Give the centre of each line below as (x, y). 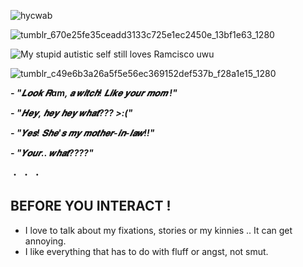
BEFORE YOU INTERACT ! (91, 206)
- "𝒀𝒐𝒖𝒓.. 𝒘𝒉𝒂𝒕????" (52, 153)
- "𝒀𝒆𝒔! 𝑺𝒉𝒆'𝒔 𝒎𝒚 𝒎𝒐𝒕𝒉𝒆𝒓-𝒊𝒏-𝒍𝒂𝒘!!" (82, 133)
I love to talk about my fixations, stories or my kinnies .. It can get (158, 230)
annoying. (45, 241)
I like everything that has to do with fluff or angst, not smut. (146, 251)
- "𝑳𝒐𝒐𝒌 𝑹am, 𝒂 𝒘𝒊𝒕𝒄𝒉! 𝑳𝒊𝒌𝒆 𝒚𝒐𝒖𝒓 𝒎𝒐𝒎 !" (94, 93)
